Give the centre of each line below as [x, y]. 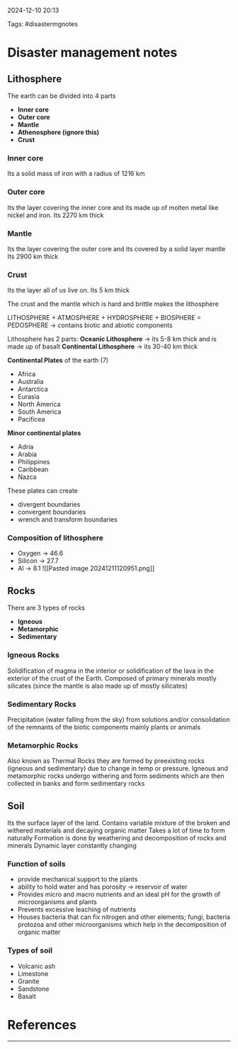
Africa [27, 374]
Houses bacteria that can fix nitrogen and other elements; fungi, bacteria [124, 917]
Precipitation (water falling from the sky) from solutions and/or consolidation [119, 719]
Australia [30, 382]
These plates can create [42, 491]
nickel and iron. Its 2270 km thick [56, 215]
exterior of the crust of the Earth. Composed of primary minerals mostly [112, 678]
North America [39, 405]
